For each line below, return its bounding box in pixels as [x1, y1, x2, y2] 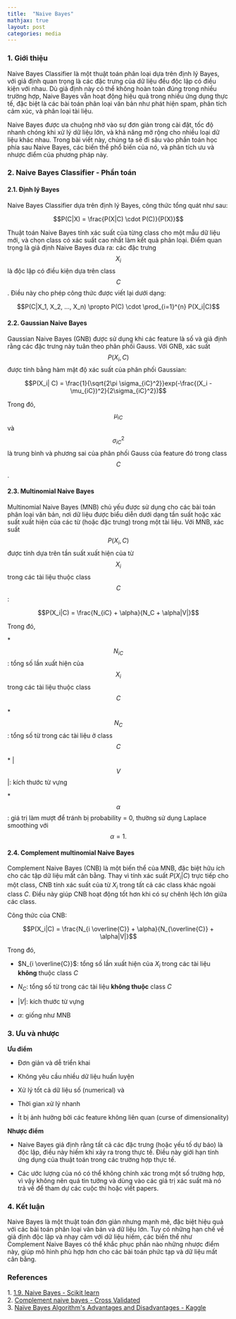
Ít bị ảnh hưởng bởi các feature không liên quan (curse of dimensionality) [17, 1113, 229, 1121]
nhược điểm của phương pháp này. [7, 150, 108, 159]
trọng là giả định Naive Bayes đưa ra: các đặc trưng [7, 243, 156, 252]
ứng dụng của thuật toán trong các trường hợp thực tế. [17, 1155, 176, 1163]
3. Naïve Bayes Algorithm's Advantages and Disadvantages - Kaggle [7, 1303, 206, 1312]
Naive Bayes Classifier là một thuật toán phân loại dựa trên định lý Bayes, [7, 69, 220, 78]
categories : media [7, 30, 61, 37]
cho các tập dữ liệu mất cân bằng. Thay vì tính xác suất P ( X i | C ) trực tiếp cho [7, 872, 229, 881]
